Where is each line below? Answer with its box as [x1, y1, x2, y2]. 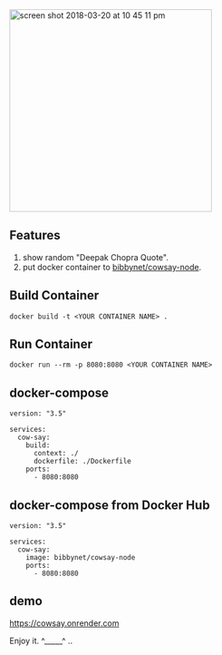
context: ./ [33, 449, 79, 458]
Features [9, 228, 61, 243]
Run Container [9, 337, 93, 352]
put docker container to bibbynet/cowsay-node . [22, 261, 202, 272]
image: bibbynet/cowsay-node [25, 553, 136, 562]
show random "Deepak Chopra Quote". [22, 251, 169, 262]
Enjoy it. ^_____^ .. [9, 635, 73, 646]
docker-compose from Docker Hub [9, 497, 210, 513]
